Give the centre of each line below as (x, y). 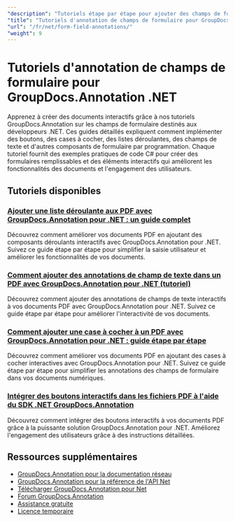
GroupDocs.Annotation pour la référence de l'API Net (94, 481)
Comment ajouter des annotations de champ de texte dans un (114, 275)
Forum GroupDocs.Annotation (60, 496)
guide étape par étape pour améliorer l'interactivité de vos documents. (109, 314)
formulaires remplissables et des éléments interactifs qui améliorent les (110, 161)
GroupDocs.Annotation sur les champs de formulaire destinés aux (102, 124)
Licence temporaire (45, 511)
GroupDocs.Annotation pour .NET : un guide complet (99, 219)
